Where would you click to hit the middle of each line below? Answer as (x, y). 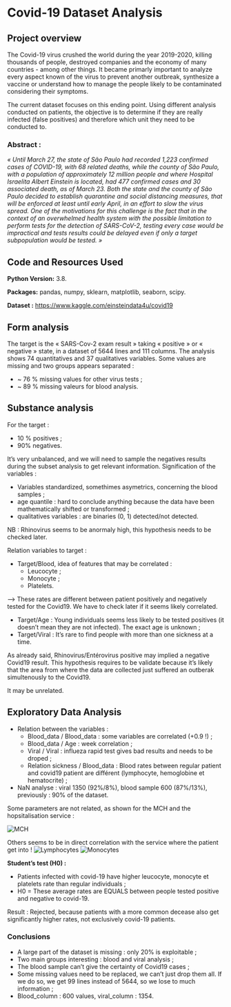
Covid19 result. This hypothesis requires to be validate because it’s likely (110, 662)
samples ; (31, 494)
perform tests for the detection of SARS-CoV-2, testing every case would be (115, 226)
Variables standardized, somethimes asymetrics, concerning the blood (118, 487)
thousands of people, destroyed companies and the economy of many (107, 62)
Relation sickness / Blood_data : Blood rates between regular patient (124, 765)
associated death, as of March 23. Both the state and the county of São (110, 189)
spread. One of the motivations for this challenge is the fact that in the (107, 211)
